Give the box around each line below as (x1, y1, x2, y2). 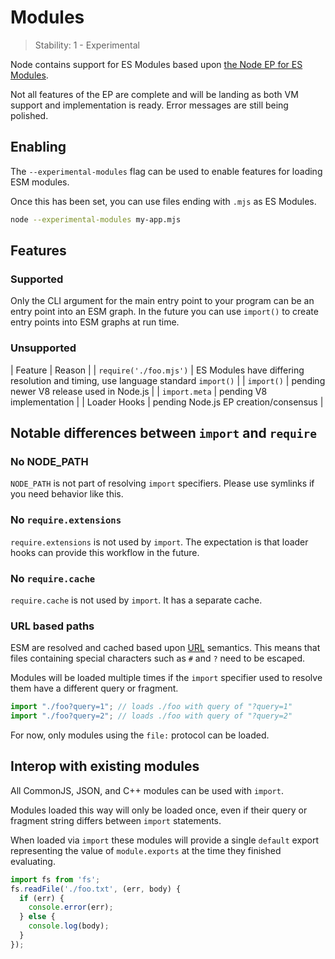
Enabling (10, 139, 67, 156)
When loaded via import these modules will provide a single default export (10, 834, 320, 846)
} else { (19, 912, 56, 922)
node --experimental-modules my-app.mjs (10, 214, 182, 225)
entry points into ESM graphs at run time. (10, 316, 180, 328)
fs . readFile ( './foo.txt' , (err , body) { (10, 884, 182, 894)
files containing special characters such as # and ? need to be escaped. (10, 652, 306, 665)
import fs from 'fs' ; (10, 874, 101, 885)
